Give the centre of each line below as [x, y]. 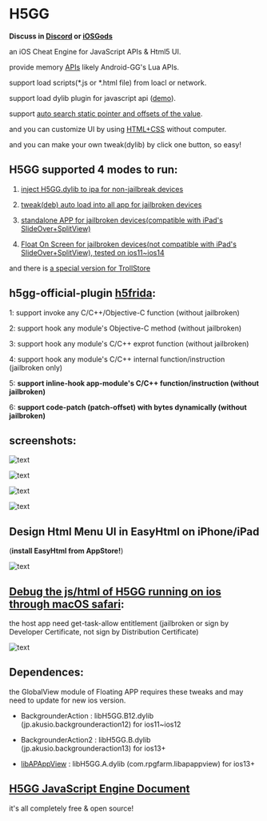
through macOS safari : [67, 604]
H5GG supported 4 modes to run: [94, 170]
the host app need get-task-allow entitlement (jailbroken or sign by [119, 623]
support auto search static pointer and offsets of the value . [106, 114]
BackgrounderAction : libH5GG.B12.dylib [87, 715]
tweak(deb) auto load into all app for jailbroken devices [111, 204]
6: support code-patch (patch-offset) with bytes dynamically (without [128, 407]
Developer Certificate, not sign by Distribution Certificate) [104, 632]
